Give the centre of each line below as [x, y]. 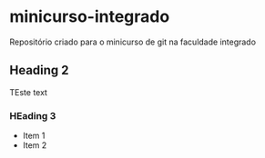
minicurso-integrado [90, 17]
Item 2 [35, 145]
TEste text [29, 92]
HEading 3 [33, 115]
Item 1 [34, 136]
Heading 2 [40, 70]
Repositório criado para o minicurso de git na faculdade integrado [133, 42]
